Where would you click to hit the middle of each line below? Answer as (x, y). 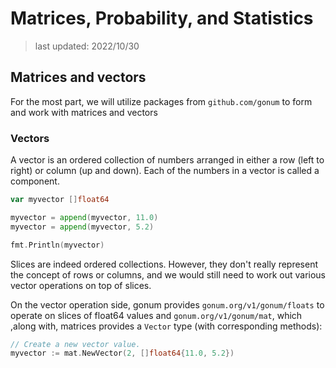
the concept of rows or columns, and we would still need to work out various (168, 274)
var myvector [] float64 (60, 200)
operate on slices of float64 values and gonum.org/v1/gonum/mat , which (156, 315)
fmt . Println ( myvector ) (57, 245)
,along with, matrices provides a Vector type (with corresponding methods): (166, 326)
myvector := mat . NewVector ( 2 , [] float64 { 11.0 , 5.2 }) (122, 353)
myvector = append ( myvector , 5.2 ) (82, 227)
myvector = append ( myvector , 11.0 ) (84, 217)
